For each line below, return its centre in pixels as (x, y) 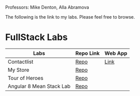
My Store (18, 70)
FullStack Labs (37, 37)
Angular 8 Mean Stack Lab (39, 86)
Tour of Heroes (26, 78)
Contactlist (21, 61)
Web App (116, 53)
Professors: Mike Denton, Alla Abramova (47, 7)
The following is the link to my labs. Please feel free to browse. (70, 17)
